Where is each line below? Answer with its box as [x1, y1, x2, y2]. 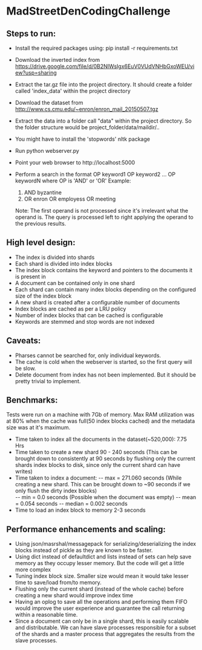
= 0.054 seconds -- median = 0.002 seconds [15, 500, 128, 508]
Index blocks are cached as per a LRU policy [15, 305, 126, 312]
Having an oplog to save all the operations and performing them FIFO [15, 598, 187, 606]
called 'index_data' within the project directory [15, 87, 131, 95]
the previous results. [15, 220, 67, 227]
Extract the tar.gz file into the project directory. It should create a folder [15, 81, 192, 88]
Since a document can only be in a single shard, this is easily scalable [15, 617, 189, 625]
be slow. [15, 364, 36, 372]
